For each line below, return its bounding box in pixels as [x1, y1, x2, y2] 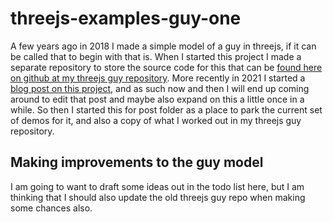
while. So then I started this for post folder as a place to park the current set [10, 103, 323, 116]
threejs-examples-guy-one [10, 7, 242, 30]
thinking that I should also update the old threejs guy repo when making [10, 191, 306, 203]
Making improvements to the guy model [10, 154, 264, 171]
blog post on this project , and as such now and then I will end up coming [10, 82, 310, 94]
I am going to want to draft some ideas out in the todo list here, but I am [10, 180, 305, 192]
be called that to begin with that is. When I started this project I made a [10, 50, 302, 62]
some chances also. [10, 202, 93, 214]
